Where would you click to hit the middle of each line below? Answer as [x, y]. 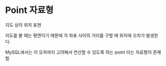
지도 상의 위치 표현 [23, 25]
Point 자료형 [29, 10]
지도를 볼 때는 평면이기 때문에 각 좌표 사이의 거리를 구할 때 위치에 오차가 [75, 35]
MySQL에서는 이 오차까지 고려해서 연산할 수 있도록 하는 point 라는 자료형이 [78, 52]
